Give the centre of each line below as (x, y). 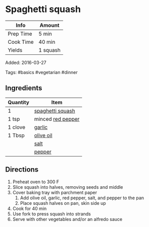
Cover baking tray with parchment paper (55, 192)
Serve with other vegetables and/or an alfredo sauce (67, 219)
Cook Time (21, 42)
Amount (49, 25)
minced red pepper (57, 119)
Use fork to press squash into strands (52, 214)
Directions (22, 170)
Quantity (18, 102)
